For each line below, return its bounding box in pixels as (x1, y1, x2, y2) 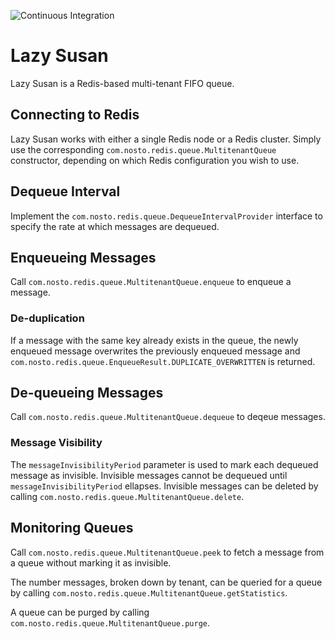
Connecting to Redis (10, 106, 140, 124)
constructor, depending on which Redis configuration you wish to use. (10, 154, 300, 166)
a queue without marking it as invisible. (10, 556, 172, 569)
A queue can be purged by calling (10, 606, 150, 618)
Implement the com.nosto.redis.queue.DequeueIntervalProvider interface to (10, 210, 323, 222)
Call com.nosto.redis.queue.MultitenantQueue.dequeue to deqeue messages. (10, 411, 326, 423)
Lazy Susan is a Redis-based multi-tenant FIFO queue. (10, 77, 235, 89)
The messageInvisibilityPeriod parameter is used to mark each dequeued (10, 458, 319, 470)
